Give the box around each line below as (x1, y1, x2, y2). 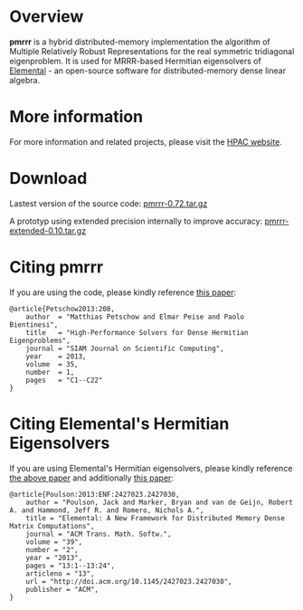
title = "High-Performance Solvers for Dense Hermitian (25, 328, 249, 337)
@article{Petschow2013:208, (9, 304, 116, 313)
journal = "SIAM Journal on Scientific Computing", (25, 344, 224, 353)
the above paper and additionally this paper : (9, 472, 175, 483)
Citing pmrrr (9, 257, 104, 277)
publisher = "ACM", (25, 585, 99, 594)
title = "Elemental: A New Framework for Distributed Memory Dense (25, 513, 285, 522)
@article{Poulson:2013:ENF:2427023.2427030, (9, 490, 180, 499)
